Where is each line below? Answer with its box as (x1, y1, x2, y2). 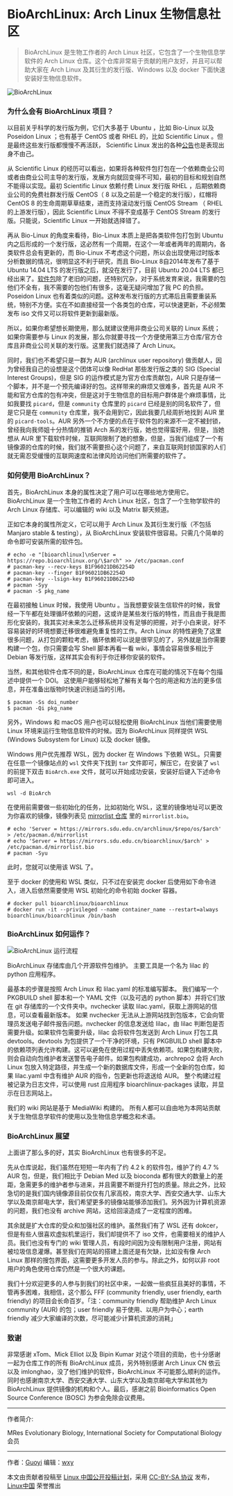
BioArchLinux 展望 (7, 1131, 70, 1141)
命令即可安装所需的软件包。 (7, 537, 87, 546)
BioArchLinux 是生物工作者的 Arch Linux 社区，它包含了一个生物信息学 (24, 48, 225, 56)
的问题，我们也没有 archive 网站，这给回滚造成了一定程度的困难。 (7, 1207, 196, 1215)
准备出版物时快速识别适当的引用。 (31, 684, 129, 693)
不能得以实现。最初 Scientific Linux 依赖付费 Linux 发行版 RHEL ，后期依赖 (7, 182, 220, 190)
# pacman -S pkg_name (7, 587, 70, 594)
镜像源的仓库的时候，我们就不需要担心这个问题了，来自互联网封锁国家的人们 (7, 443, 226, 451)
